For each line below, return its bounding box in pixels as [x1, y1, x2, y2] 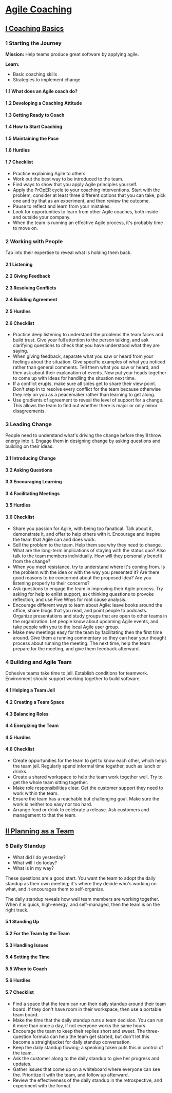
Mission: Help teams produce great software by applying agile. [5, 51, 139, 57]
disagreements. [12, 408, 46, 414]
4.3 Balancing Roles [5, 711, 49, 717]
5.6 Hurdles [5, 977, 31, 983]
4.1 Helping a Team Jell [5, 687, 55, 694]
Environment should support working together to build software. [5, 675, 141, 682]
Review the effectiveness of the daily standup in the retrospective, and [12, 1077, 163, 1083]
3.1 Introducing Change [5, 455, 56, 461]
